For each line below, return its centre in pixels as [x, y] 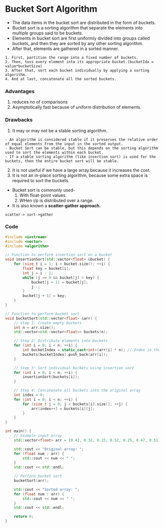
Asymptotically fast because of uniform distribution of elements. [77, 107]
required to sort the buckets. [41, 180]
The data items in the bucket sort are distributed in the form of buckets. [84, 23]
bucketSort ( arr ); [31, 481]
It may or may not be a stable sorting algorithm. [60, 130]
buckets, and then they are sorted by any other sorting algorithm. [78, 43]
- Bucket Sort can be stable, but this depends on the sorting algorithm [82, 148]
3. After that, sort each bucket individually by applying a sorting [77, 70]
